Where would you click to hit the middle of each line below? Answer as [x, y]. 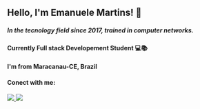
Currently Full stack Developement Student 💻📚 [78, 48]
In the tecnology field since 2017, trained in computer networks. [101, 30]
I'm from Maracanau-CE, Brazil [52, 66]
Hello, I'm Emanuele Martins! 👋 [74, 13]
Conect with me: [31, 82]
